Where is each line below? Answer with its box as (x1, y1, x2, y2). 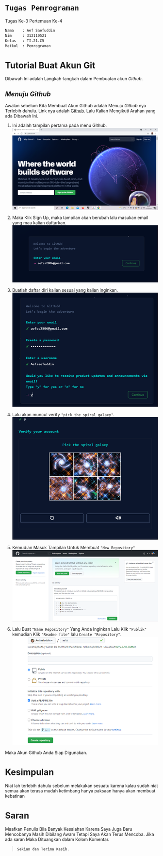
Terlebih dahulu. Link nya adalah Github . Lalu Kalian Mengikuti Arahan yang (5, 108, 156, 114)
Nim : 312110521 (5, 33, 47, 38)
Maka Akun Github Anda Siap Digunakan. (5, 750, 87, 755)
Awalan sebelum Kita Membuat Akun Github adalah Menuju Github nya (5, 103, 147, 109)
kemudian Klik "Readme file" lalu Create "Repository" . (12, 631, 122, 638)
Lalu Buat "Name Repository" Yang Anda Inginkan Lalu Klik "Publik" (12, 626, 147, 632)
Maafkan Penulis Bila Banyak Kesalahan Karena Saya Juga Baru (5, 826, 132, 832)
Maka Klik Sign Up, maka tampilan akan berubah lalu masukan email (12, 215, 148, 220)
